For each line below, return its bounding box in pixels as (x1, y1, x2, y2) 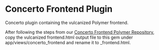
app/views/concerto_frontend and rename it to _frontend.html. (5, 39, 131, 45)
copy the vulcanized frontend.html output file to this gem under (5, 34, 133, 40)
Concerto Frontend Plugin (5, 3, 113, 15)
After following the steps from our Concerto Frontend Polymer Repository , (5, 29, 155, 35)
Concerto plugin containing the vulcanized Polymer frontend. (5, 20, 129, 25)
